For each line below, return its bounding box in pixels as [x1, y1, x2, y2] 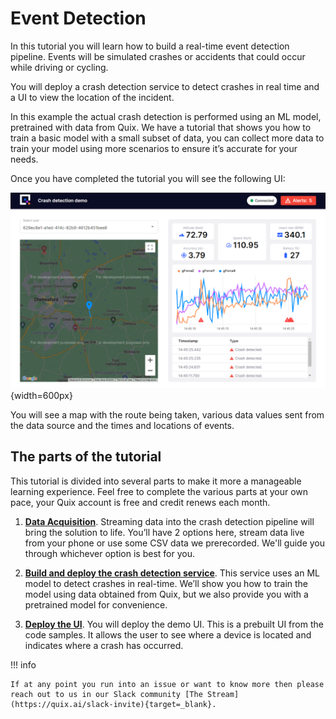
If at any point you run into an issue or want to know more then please [10, 679, 325, 689]
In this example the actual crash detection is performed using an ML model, [10, 110, 322, 122]
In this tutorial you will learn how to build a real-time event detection [10, 40, 290, 52]
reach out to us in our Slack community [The [10, 689, 203, 699]
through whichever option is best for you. [24, 547, 195, 559]
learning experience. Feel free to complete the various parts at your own [10, 485, 308, 497]
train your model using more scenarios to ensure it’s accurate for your [10, 142, 298, 154]
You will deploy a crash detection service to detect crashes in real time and [10, 80, 320, 92]
